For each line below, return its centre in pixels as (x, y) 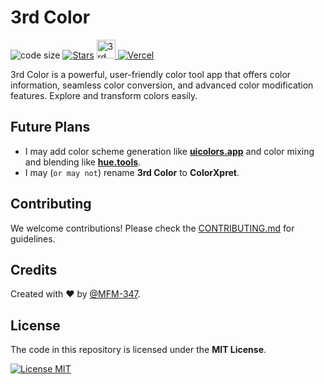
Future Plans (50, 127)
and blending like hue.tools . (83, 162)
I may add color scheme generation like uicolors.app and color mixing (169, 151)
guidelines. (33, 238)
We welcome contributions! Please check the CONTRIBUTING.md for (152, 228)
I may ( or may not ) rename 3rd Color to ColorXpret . (132, 172)
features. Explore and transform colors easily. (104, 95)
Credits (34, 269)
